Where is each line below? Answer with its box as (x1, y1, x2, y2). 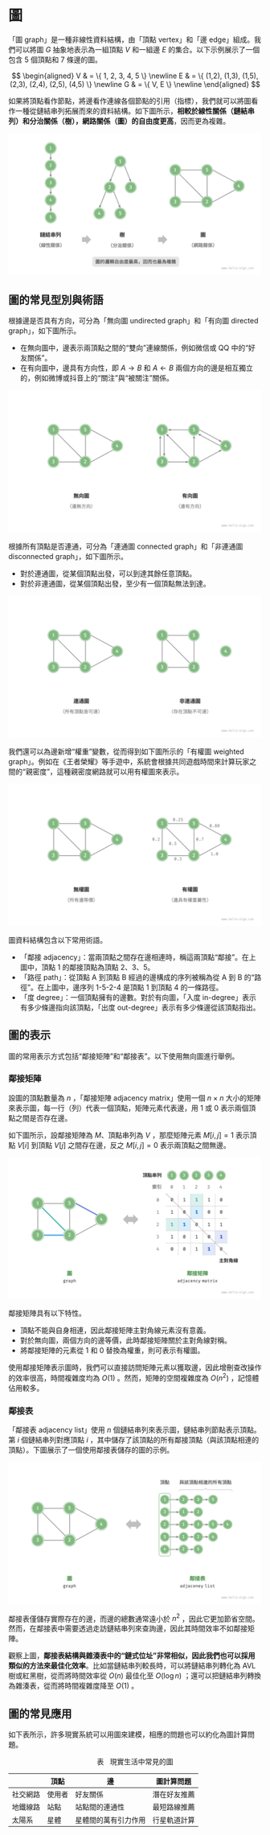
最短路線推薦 (152, 1802, 195, 1812)
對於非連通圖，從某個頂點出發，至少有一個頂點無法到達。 (19, 578, 211, 588)
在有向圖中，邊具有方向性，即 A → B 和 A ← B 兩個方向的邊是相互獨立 (19, 363, 253, 373)
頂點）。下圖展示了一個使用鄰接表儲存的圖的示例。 (8, 1445, 174, 1455)
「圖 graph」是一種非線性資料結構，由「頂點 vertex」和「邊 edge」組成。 (8, 35, 255, 44)
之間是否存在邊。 (14, 1113, 72, 1122)
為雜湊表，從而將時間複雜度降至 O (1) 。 (8, 1681, 139, 1691)
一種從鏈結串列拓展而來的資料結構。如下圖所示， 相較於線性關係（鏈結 (14, 105, 247, 116)
